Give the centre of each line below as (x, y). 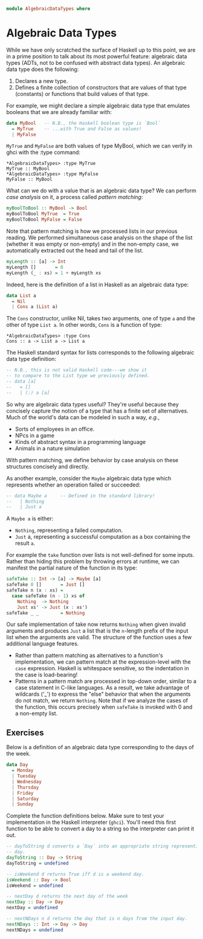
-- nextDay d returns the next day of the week (67, 897)
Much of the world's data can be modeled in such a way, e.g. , (83, 417)
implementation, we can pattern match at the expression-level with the (103, 662)
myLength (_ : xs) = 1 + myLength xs (54, 273)
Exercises (25, 732)
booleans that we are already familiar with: (59, 112)
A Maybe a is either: (30, 519)
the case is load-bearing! (46, 675)
